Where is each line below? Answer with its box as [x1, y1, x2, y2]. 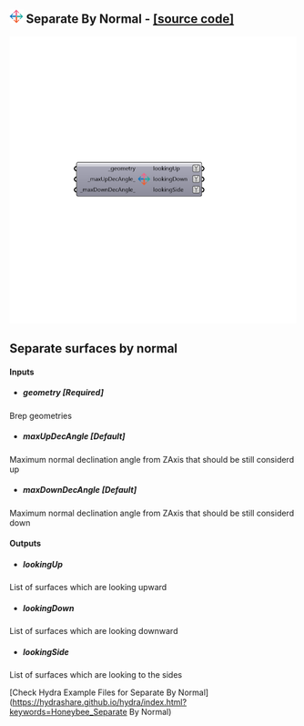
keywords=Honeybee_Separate [9, 707, 127, 718]
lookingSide [22, 646, 70, 657]
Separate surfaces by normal [9, 341, 178, 356]
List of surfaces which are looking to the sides [9, 670, 183, 680]
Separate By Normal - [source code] [25, 11, 235, 27]
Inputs [9, 366, 35, 377]
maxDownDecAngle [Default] [22, 485, 137, 496]
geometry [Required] [22, 387, 105, 398]
